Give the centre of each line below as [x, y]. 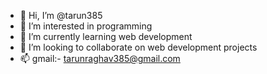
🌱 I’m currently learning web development [106, 36]
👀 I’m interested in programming [86, 26]
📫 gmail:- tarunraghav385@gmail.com [100, 58]
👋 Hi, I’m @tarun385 [61, 15]
